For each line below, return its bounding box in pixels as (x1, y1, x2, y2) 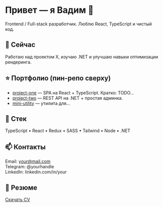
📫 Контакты (5, 142, 46, 151)
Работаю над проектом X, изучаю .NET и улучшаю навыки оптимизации (5, 54, 159, 60)
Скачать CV (5, 197, 31, 203)
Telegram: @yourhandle (5, 164, 54, 170)
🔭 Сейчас (5, 41, 36, 49)
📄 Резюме (5, 183, 38, 192)
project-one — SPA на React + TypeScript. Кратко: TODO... (12, 89, 134, 96)
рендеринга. (5, 59, 32, 65)
